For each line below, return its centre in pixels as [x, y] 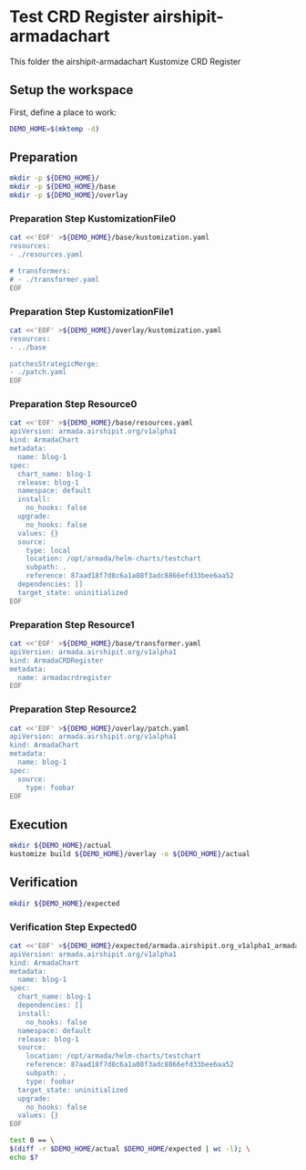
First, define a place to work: [63, 112]
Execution [39, 825]
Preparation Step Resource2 [73, 709]
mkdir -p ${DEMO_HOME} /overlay [69, 195]
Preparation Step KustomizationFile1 [92, 311]
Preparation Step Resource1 [72, 624]
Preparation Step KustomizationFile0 [93, 218]
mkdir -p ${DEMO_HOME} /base [63, 187]
